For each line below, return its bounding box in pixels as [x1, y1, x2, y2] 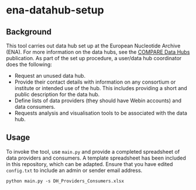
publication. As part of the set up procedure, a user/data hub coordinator [6, 55, 182, 61]
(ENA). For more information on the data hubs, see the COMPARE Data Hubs [6, 49, 190, 56]
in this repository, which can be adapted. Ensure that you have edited [6, 160, 173, 167]
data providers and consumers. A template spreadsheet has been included [6, 154, 186, 161]
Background [6, 27, 51, 37]
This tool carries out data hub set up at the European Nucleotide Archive [6, 42, 181, 49]
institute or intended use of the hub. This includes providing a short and [14, 85, 187, 91]
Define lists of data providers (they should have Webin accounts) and [14, 97, 181, 104]
